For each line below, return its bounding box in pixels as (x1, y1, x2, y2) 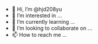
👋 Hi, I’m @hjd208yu (11, 6, 62, 12)
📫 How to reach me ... (11, 32, 67, 38)
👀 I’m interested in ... (11, 12, 62, 19)
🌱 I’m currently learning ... (11, 18, 75, 25)
